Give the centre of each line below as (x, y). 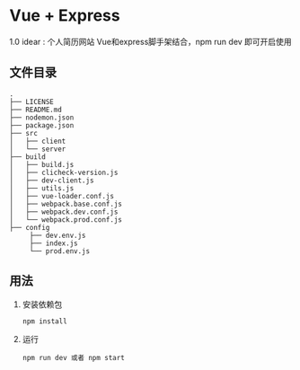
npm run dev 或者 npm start (74, 357)
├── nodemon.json (42, 118)
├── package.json (42, 125)
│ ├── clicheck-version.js (64, 172)
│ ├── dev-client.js (52, 181)
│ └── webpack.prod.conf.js (66, 220)
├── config (30, 227)
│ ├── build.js (42, 164)
